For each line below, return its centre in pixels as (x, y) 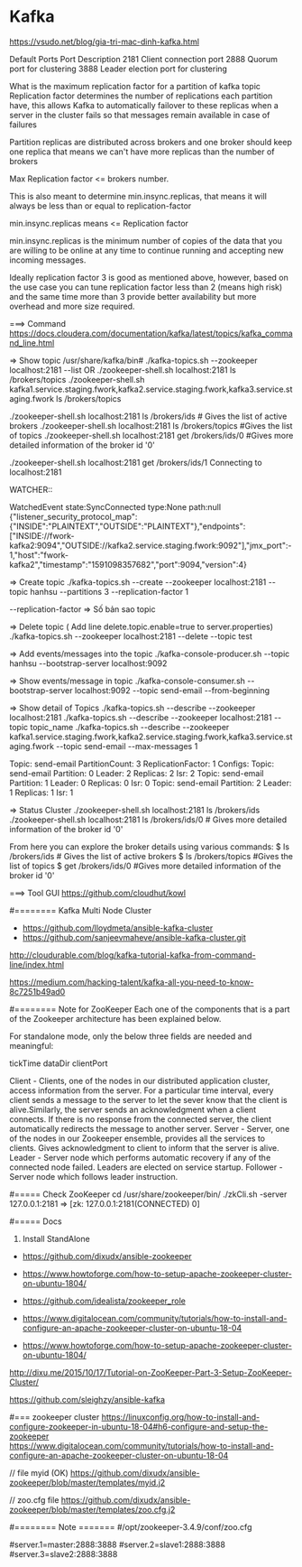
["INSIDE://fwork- (42, 535)
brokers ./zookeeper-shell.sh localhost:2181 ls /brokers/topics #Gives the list (151, 425)
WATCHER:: (31, 489)
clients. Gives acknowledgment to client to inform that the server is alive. (144, 1147)
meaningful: (32, 1045)
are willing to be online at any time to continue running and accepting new (146, 250)
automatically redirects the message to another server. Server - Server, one (150, 1128)
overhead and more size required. (72, 306)
